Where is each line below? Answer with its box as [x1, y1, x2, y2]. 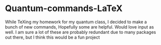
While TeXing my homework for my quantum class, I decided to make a [5, 19, 147, 25]
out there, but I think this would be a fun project [5, 34, 100, 40]
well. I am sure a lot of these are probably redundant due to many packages [5, 29, 156, 35]
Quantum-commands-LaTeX [5, 3, 123, 14]
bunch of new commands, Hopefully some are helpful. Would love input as [5, 24, 154, 30]
